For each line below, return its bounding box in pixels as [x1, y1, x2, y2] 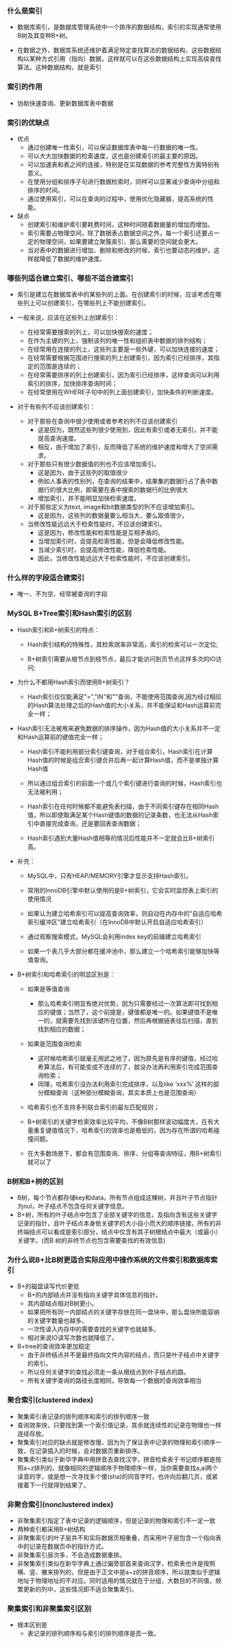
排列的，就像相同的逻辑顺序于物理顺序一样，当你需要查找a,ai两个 [34, 1464, 218, 1472]
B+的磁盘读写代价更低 [16, 1282, 80, 1290]
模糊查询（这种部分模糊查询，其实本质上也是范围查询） [43, 1088, 200, 1096]
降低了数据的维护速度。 [39, 254, 106, 263]
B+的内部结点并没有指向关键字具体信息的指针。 [27, 1291, 162, 1299]
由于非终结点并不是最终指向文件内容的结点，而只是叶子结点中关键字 [27, 1351, 220, 1359]
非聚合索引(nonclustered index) [7, 1499, 114, 1509]
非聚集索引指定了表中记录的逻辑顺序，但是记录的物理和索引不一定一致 [16, 1516, 216, 1525]
